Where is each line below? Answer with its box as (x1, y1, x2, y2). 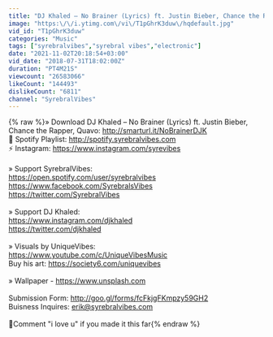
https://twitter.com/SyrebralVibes (8, 190, 120, 200)
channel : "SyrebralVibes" (8, 95, 96, 103)
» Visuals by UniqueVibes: (8, 241, 96, 252)
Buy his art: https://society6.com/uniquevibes (8, 259, 161, 269)
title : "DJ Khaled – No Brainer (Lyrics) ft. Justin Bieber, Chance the (8, 11, 260, 20)
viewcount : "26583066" (8, 72, 85, 80)
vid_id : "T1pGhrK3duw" (8, 27, 85, 35)
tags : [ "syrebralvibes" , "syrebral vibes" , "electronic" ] (8, 42, 201, 50)
